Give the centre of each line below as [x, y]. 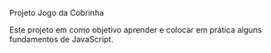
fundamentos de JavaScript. [61, 39]
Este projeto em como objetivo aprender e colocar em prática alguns [135, 30]
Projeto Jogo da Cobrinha [57, 13]
